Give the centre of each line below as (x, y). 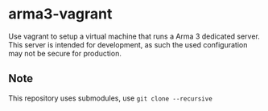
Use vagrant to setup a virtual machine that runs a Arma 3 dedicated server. (134, 36)
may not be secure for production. (65, 53)
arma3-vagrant (60, 14)
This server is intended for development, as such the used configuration (128, 44)
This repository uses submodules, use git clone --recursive (111, 98)
